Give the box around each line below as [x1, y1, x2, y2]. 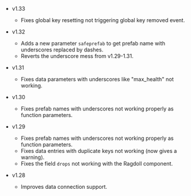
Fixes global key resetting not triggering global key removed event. [20, 17, 185, 23]
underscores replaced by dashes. [20, 46, 103, 53]
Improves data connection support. [20, 183, 107, 190]
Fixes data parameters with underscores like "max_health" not [20, 76, 174, 82]
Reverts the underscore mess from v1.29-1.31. [20, 53, 134, 59]
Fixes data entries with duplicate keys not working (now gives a [20, 148, 177, 154]
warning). [20, 154, 45, 161]
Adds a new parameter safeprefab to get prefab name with [20, 40, 165, 47]
